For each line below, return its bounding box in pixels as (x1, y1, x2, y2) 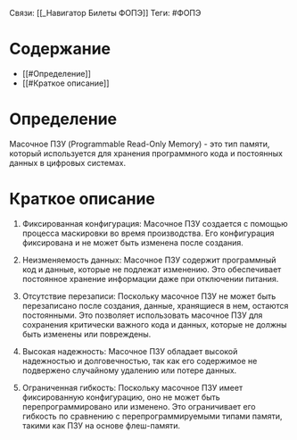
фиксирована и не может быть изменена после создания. (21, 237, 243, 248)
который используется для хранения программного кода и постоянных (9, 147, 284, 159)
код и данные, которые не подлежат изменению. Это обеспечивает (21, 263, 282, 275)
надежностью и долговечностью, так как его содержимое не (21, 355, 258, 366)
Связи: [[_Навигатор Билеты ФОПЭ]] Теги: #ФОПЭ (9, 8, 202, 18)
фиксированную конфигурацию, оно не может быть (21, 392, 220, 403)
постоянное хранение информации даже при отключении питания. (21, 273, 279, 284)
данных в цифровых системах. (9, 157, 127, 168)
